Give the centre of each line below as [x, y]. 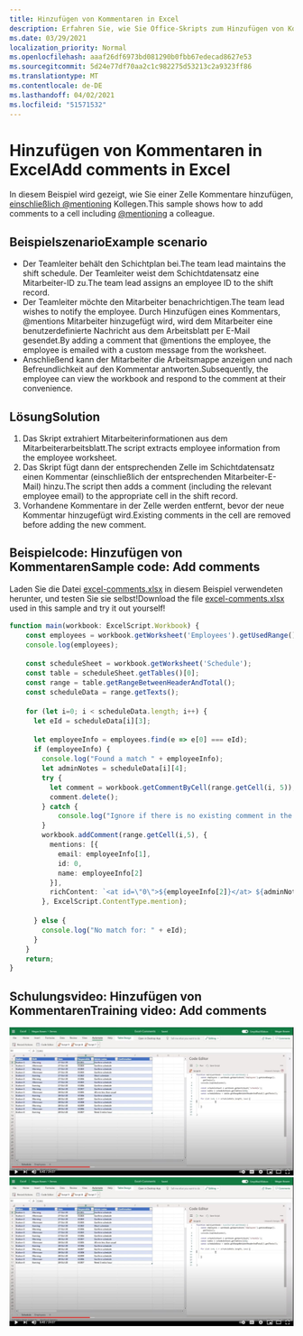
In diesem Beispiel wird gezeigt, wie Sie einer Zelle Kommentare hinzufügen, [151, 195]
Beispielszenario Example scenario [109, 242]
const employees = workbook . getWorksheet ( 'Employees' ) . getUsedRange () [161, 635]
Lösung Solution [55, 416]
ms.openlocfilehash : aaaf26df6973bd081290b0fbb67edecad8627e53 [131, 57]
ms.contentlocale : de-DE [56, 86]
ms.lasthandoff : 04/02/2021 [62, 95]
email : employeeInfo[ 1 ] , [104, 854]
